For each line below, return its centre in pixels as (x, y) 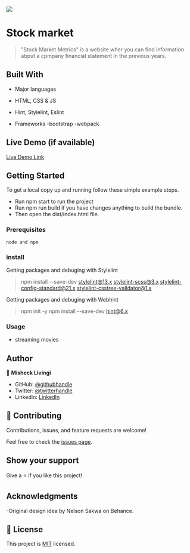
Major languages (35, 89)
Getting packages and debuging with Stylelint (62, 270)
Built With (25, 75)
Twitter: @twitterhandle (43, 391)
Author (19, 358)
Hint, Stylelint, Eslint (39, 112)
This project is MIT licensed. (41, 544)
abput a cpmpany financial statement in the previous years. (94, 56)
